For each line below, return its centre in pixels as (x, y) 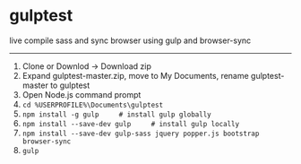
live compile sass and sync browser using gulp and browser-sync (130, 40)
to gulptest (70, 85)
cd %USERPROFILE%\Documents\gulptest (93, 105)
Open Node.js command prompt (82, 94)
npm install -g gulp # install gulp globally (117, 114)
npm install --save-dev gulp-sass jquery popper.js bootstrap (141, 134)
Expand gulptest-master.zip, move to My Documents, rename (135, 75)
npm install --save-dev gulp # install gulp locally (131, 124)
